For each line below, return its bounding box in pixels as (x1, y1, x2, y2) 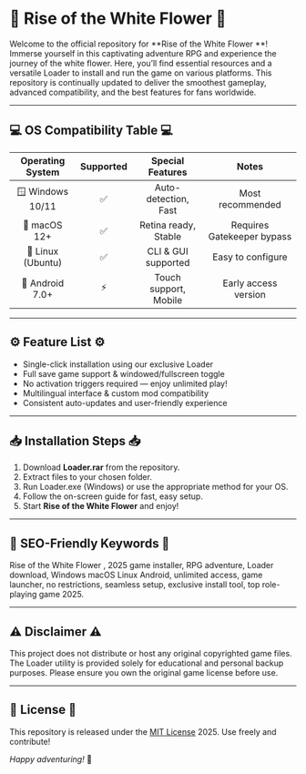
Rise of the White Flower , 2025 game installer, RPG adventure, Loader (9, 560, 274, 571)
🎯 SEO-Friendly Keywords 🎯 (9, 535, 170, 551)
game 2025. (38, 589, 85, 600)
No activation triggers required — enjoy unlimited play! (22, 378, 228, 389)
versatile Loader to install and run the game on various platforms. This (9, 67, 272, 78)
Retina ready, (139, 219, 197, 231)
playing (9, 589, 37, 600)
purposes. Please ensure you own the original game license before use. (9, 667, 279, 677)
